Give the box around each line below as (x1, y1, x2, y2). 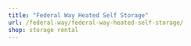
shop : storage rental (8, 26, 79, 34)
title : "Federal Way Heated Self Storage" (8, 11, 149, 19)
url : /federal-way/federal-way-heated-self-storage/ (8, 19, 184, 27)
